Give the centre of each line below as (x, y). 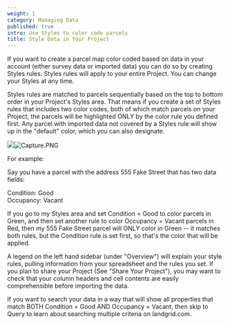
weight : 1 (21, 13)
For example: (26, 159)
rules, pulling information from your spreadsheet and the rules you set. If (111, 264)
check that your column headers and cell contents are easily (93, 279)
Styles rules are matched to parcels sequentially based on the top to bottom (115, 95)
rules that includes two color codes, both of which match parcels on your (111, 109)
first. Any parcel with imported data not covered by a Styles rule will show (112, 124)
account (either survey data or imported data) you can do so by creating (110, 66)
